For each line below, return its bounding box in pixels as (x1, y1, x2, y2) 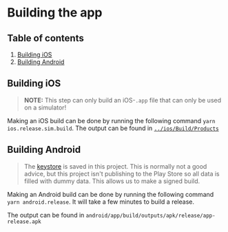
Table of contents (7, 32, 84, 44)
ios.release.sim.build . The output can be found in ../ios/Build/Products (7, 124, 219, 132)
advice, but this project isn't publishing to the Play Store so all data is (23, 169, 220, 178)
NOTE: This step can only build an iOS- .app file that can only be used (23, 96, 222, 104)
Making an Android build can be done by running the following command (7, 190, 214, 198)
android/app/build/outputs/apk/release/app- (85, 212, 216, 219)
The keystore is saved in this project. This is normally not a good (23, 162, 207, 170)
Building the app (7, 5, 103, 21)
